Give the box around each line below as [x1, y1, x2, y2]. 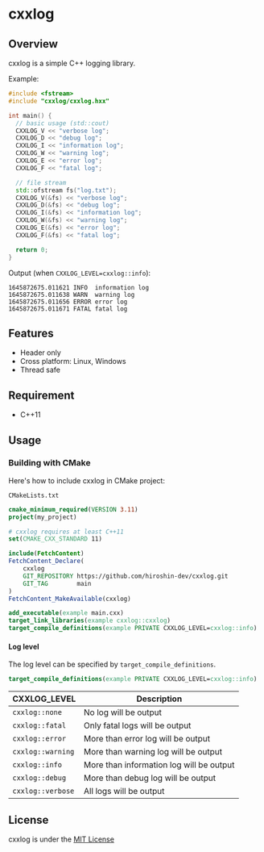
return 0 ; [15, 245, 48, 254]
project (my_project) [8, 513, 78, 521]
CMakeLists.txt [8, 491, 60, 499]
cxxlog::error [12, 734, 67, 743]
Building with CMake [8, 457, 91, 469]
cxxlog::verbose [12, 787, 75, 796]
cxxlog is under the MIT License [8, 834, 115, 844]
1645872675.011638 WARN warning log [8, 290, 135, 299]
